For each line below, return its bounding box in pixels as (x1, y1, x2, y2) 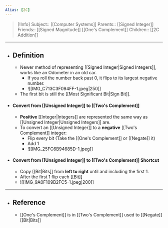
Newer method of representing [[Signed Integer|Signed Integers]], (19, 64, 156, 70)
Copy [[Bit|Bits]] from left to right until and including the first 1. (19, 168, 149, 174)
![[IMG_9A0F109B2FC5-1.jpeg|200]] (19, 179, 94, 185)
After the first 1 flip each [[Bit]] (19, 174, 82, 180)
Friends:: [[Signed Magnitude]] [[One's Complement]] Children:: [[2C (17, 26, 159, 33)
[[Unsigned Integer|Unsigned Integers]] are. (19, 119, 111, 125)
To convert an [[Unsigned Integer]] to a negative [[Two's (19, 124, 137, 131)
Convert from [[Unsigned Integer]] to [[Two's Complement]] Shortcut (12, 157, 159, 163)
